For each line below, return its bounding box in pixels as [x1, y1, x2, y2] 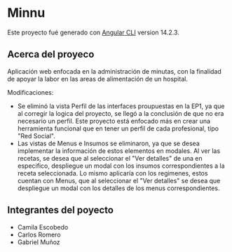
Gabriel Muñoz [17, 237, 61, 246]
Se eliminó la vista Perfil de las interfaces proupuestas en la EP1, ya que [17, 102, 225, 110]
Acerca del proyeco [7, 48, 95, 60]
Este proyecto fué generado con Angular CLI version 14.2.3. [7, 28, 180, 37]
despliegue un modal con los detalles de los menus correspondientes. [17, 184, 220, 192]
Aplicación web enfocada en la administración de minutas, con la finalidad [7, 67, 222, 75]
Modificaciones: [7, 88, 54, 96]
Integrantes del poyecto [7, 204, 114, 216]
